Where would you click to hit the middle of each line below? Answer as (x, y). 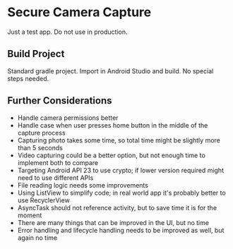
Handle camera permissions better (68, 118)
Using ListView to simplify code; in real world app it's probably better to (121, 193)
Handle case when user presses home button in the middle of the (113, 125)
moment (30, 215)
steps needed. (28, 78)
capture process (41, 133)
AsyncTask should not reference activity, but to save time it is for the (117, 207)
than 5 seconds (40, 147)
